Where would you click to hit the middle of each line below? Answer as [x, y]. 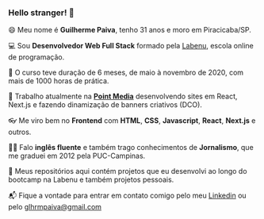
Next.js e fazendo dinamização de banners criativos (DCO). [105, 105]
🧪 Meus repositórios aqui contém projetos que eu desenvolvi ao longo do [128, 171]
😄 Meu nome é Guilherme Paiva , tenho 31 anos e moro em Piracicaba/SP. [130, 30]
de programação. [36, 57]
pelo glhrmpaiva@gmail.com [55, 207]
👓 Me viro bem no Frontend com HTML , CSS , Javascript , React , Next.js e [132, 121]
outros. [20, 132]
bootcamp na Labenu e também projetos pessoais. [91, 180]
